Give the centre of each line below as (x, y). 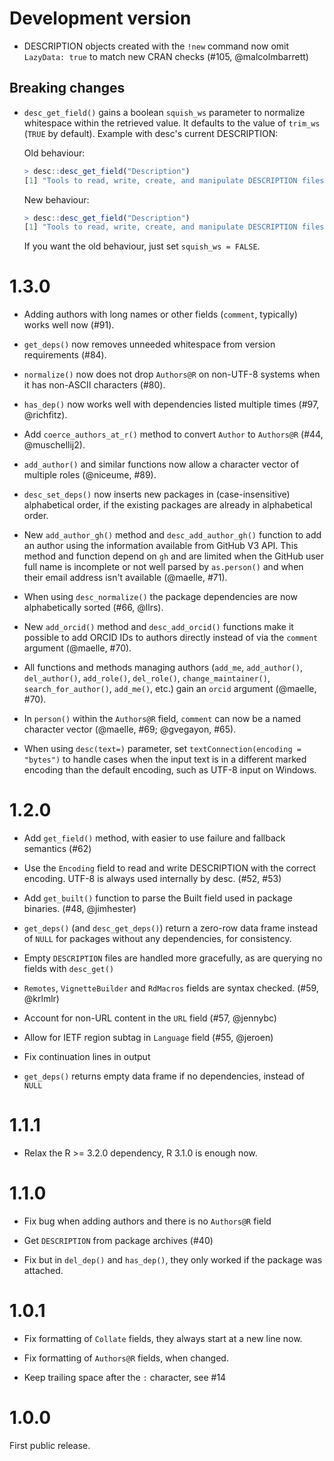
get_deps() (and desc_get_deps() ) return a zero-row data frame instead (170, 928)
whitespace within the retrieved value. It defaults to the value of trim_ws (172, 123)
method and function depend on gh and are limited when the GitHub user (174, 556)
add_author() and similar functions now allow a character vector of (161, 464)
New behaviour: (56, 199)
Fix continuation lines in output (87, 1057)
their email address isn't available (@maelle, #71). (125, 578)
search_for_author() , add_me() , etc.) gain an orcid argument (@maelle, (170, 689)
